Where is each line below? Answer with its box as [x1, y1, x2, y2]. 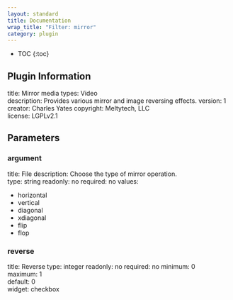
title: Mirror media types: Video [7, 89, 98, 98]
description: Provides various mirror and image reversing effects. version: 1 [7, 96, 227, 105]
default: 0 [7, 277, 35, 286]
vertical [17, 198, 40, 206]
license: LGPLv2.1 [7, 111, 58, 121]
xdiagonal [17, 213, 47, 222]
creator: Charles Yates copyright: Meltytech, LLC [7, 104, 150, 113]
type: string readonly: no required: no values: [7, 177, 140, 185]
